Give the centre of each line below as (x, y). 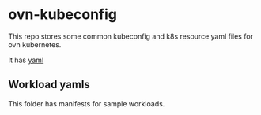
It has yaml (26, 60)
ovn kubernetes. (35, 44)
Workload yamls (49, 85)
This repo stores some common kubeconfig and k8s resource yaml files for (130, 36)
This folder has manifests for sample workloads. (87, 103)
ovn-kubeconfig (62, 15)
